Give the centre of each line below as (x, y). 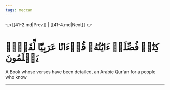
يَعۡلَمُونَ (22, 57)
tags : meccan (19, 10)
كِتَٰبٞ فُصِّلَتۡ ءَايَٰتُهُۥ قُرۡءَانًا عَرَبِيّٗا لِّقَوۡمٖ (82, 47)
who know (16, 77)
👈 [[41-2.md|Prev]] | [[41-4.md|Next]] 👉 (49, 25)
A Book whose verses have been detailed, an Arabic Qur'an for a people (80, 72)
